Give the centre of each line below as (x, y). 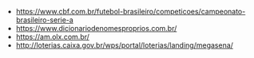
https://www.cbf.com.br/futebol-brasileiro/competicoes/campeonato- (131, 12)
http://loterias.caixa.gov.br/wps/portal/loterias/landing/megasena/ (125, 45)
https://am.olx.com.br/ (53, 37)
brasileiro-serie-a (44, 20)
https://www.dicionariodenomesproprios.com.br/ (96, 28)
